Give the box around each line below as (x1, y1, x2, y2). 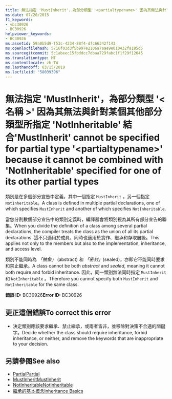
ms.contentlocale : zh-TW (5, 60, 58, 65)
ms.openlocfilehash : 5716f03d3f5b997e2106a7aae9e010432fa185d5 (5, 46, 143, 51)
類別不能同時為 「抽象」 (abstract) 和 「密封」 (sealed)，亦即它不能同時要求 (5, 256, 165, 262)
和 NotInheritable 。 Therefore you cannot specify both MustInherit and (5, 275, 158, 281)
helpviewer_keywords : (5, 31, 52, 36)
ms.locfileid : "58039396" (5, 70, 60, 75)
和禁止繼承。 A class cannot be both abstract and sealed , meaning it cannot (5, 262, 165, 269)
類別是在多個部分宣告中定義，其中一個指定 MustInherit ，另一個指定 (5, 193, 150, 199)
